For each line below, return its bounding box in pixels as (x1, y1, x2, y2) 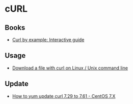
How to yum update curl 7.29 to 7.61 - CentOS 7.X (12, 93, 116, 99)
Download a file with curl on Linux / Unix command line (12, 64, 128, 71)
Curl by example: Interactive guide (12, 37, 85, 43)
